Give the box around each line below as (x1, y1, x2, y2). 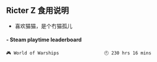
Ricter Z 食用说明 (6, 5, 70, 16)
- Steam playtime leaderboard (6, 36, 82, 43)
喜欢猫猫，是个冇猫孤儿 (14, 22, 73, 30)
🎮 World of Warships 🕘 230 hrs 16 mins (6, 50, 152, 56)
